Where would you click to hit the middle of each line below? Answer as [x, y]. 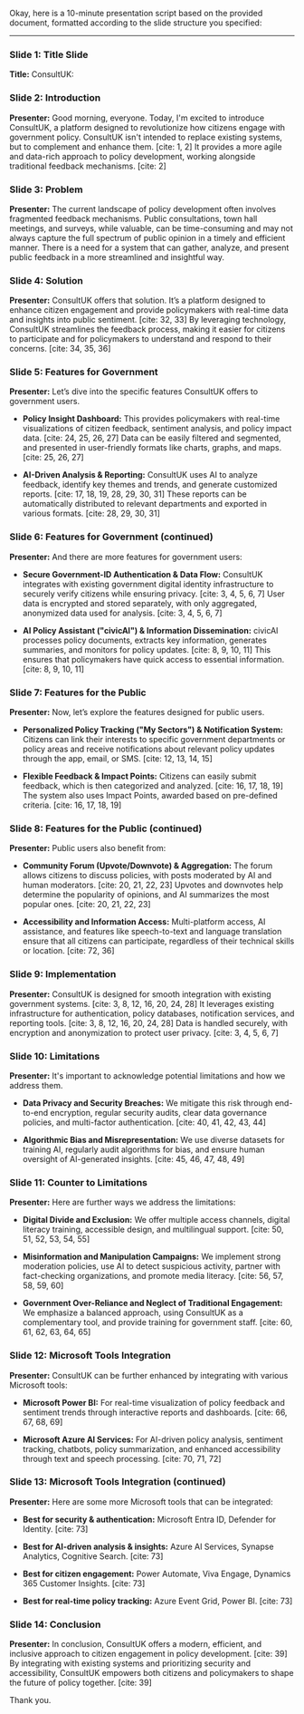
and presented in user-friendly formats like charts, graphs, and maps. [152, 448]
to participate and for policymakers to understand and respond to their [141, 339]
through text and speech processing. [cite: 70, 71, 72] [122, 1458]
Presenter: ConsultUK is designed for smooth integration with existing [140, 994]
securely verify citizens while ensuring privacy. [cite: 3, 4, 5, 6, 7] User [153, 594]
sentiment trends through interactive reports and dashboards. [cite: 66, [155, 1412]
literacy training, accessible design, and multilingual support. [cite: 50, [153, 1230]
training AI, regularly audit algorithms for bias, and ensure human [143, 1149]
